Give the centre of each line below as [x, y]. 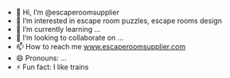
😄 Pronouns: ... [41, 58]
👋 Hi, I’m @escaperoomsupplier [67, 12]
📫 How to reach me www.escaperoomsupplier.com [100, 47]
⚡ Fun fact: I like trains [52, 67]
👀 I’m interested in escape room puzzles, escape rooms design [119, 21]
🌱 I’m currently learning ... [58, 29]
